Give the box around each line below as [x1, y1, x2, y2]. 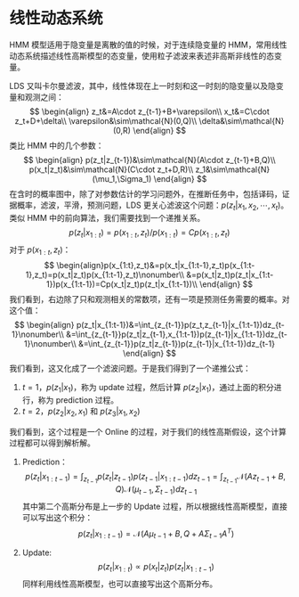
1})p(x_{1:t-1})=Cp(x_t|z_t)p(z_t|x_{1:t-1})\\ [45, 279, 198, 290]
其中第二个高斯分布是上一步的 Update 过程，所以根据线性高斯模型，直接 [21, 501, 287, 511]
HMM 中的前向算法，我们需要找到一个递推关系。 [26, 212, 206, 223]
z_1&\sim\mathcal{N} [195, 164, 271, 175]
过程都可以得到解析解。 [9, 438, 95, 448]
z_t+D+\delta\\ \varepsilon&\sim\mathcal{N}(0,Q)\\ [14, 115, 198, 126]
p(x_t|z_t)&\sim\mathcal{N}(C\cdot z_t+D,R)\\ [28, 164, 194, 175]
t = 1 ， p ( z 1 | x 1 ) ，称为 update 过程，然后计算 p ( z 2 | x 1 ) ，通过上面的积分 [21, 382, 274, 395]
